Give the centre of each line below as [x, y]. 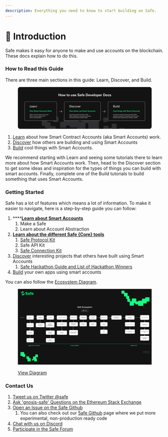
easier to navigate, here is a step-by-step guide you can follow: [71, 209]
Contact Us [19, 386]
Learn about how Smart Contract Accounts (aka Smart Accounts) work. [87, 137]
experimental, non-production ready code [64, 418]
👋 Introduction [36, 36]
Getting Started [24, 192]
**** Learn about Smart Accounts [48, 218]
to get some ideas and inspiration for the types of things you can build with [83, 168]
